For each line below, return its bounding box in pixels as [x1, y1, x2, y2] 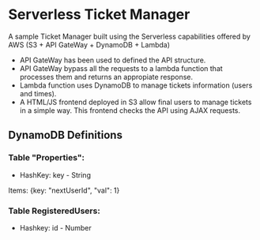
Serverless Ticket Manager [8, 6, 190, 24]
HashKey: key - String [19, 170, 91, 179]
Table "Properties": [8, 152, 85, 163]
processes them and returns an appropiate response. [19, 72, 194, 81]
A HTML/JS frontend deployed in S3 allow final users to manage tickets [19, 97, 252, 107]
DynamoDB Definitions [8, 129, 122, 142]
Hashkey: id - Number [19, 223, 92, 232]
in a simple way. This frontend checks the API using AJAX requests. [19, 105, 241, 115]
